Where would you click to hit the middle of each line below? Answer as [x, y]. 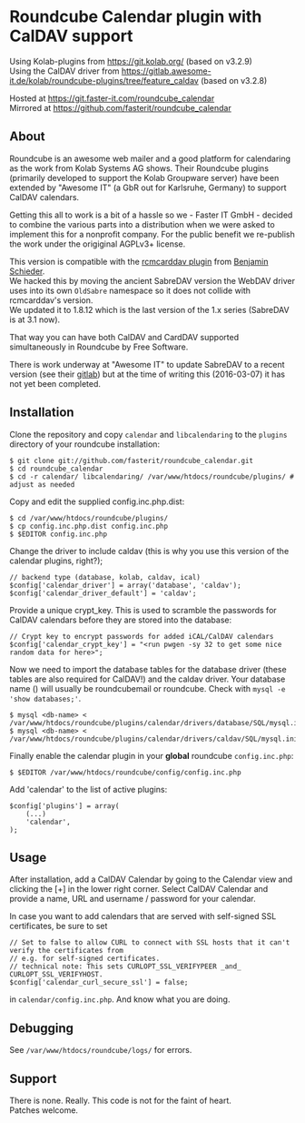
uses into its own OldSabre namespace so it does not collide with [130, 290]
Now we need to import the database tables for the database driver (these [148, 669]
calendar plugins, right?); [56, 561]
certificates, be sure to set [59, 926]
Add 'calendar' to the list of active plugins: [89, 789]
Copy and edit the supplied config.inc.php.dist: [97, 501]
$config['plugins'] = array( [64, 806]
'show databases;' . [45, 698]
